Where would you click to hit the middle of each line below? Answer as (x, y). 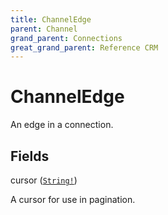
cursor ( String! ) (44, 180)
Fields (30, 156)
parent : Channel (44, 29)
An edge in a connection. (62, 125)
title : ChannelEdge (51, 19)
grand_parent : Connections (66, 38)
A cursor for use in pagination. (73, 199)
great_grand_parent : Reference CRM (84, 47)
